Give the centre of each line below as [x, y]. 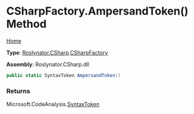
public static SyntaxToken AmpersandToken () [64, 75]
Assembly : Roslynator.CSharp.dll [48, 64]
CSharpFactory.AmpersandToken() [97, 11]
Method [26, 24]
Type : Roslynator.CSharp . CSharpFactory [57, 52]
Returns [18, 91]
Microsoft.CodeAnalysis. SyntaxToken [53, 104]
